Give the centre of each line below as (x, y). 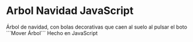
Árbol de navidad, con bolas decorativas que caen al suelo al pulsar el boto (96, 27)
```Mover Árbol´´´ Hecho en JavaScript (52, 33)
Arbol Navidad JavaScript (70, 11)
